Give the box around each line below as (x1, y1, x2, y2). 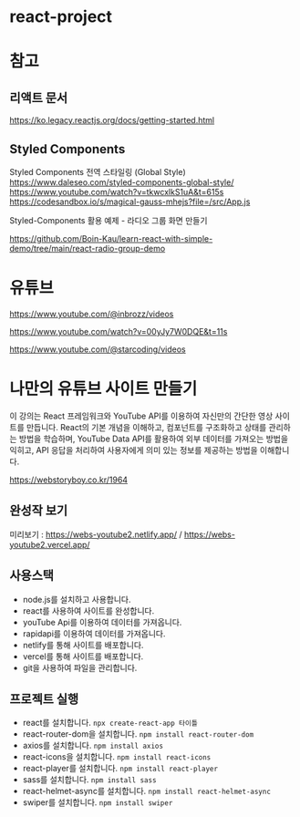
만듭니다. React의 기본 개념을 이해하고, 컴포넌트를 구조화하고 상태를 (26, 421, 267, 432)
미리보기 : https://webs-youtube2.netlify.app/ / (9, 529, 182, 540)
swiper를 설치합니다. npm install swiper (22, 797, 173, 808)
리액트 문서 (9, 89, 68, 106)
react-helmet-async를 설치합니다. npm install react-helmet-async (22, 786, 272, 797)
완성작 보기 (9, 503, 68, 519)
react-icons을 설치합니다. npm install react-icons (22, 751, 212, 762)
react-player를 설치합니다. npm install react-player (22, 763, 219, 774)
